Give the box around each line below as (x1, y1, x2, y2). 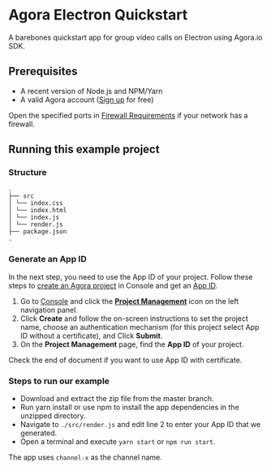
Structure (8, 167, 47, 178)
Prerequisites (8, 65, 78, 79)
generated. (19, 428, 58, 438)
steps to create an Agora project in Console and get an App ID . (8, 280, 218, 290)
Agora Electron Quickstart (8, 6, 188, 24)
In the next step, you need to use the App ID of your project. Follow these (8, 271, 253, 281)
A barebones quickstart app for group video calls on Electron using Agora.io (8, 32, 263, 42)
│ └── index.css (8, 199, 63, 207)
